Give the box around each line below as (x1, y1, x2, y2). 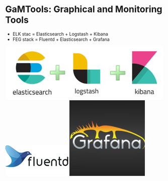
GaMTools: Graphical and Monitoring (5, 4, 162, 15)
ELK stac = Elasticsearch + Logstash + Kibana (12, 31, 108, 37)
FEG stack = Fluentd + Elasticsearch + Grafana (12, 36, 110, 42)
